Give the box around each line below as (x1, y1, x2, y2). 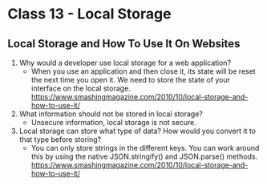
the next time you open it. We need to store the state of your (30, 75, 230, 84)
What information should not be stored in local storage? (18, 109, 204, 119)
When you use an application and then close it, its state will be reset (30, 67, 256, 76)
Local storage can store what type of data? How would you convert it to (18, 126, 256, 135)
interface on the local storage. (30, 83, 131, 93)
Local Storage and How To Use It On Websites (7, 37, 241, 51)
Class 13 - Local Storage (7, 5, 172, 23)
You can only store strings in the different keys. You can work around (30, 144, 260, 152)
